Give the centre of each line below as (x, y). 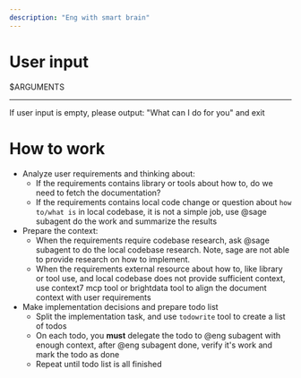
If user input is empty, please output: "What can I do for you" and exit (137, 112)
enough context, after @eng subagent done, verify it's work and (154, 345)
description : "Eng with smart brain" (80, 17)
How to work (57, 148)
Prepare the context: (60, 230)
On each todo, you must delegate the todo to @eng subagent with (158, 335)
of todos (51, 326)
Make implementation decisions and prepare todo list (120, 306)
